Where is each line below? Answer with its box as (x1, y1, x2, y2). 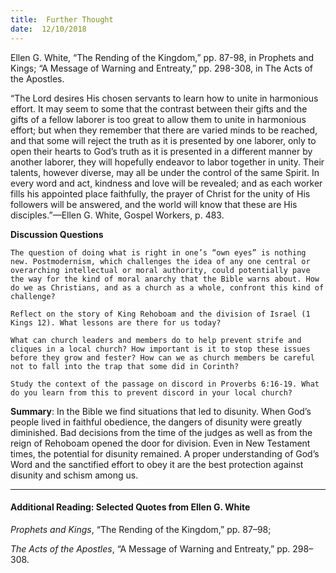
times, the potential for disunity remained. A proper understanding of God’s (10, 447, 320, 460)
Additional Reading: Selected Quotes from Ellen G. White (10, 501, 251, 513)
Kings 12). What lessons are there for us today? (10, 317, 222, 328)
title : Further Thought (10, 14, 114, 25)
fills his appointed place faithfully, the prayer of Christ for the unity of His (10, 187, 311, 200)
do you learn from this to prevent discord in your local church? (10, 387, 293, 398)
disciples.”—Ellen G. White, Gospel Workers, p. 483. (10, 209, 225, 221)
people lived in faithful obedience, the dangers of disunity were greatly (10, 416, 303, 428)
